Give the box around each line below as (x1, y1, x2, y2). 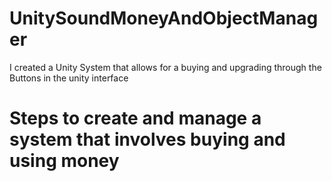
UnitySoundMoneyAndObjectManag (9, 7, 319, 30)
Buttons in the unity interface (9, 72, 129, 84)
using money (9, 150, 120, 172)
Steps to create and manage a (9, 107, 262, 130)
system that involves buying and (9, 128, 286, 151)
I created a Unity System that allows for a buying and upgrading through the (9, 61, 322, 73)
